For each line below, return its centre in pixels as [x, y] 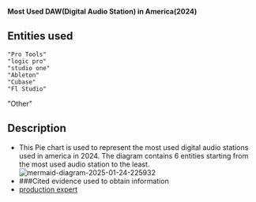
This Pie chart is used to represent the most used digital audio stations [134, 147]
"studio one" [29, 68]
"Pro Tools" [27, 54]
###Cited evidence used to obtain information [94, 181]
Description [37, 128]
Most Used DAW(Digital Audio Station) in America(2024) [102, 11]
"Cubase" [22, 82]
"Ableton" [24, 75]
